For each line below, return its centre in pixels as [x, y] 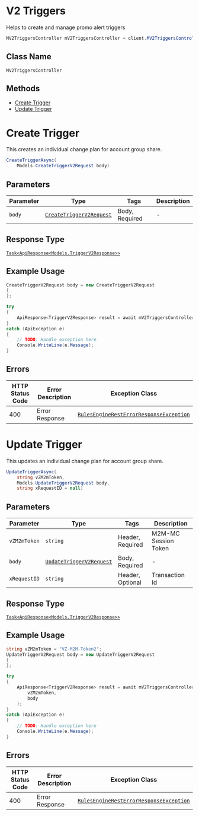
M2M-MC [166, 534]
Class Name [29, 57]
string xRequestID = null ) [50, 488]
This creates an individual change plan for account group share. [84, 149]
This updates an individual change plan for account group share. [85, 461]
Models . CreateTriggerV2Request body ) [63, 166]
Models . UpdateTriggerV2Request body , [63, 483]
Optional [129, 582]
